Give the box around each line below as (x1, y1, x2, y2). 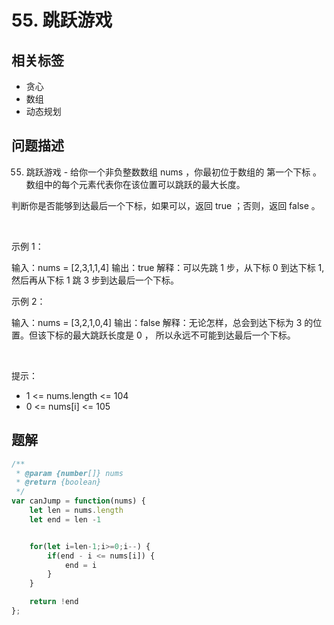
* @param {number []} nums (15, 468, 124, 478)
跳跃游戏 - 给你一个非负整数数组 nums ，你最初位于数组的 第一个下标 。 (25, 166, 323, 178)
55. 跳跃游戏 (11, 9, 113, 32)
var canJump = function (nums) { (11, 496, 146, 506)
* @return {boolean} (15, 477, 102, 488)
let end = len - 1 (29, 514, 102, 525)
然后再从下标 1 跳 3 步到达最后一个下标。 (11, 274, 180, 286)
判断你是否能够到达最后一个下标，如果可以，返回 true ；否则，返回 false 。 (11, 199, 321, 211)
